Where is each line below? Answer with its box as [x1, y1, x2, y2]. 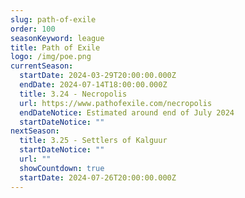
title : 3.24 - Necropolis [19, 89, 128, 99]
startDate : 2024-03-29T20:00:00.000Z [19, 71, 177, 81]
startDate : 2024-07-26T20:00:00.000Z [19, 172, 177, 183]
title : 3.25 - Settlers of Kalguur [19, 136, 168, 146]
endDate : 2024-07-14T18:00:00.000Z [19, 80, 168, 90]
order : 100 [10, 24, 56, 34]
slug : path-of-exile [10, 14, 97, 25]
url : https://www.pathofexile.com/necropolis [19, 98, 213, 108]
